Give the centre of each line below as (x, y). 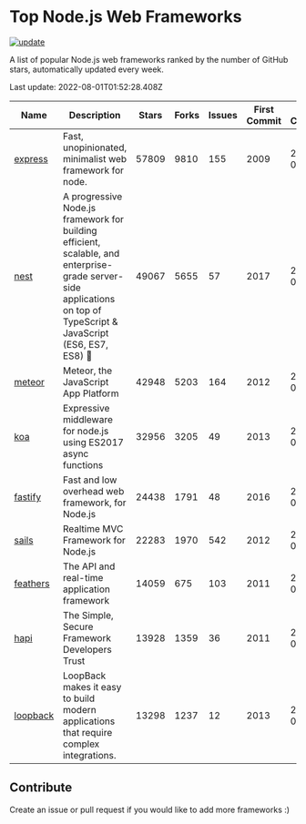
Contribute (41, 788)
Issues (223, 115)
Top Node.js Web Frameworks (126, 17)
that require (87, 732)
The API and (89, 566)
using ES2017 (93, 442)
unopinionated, (95, 148)
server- (107, 276)
